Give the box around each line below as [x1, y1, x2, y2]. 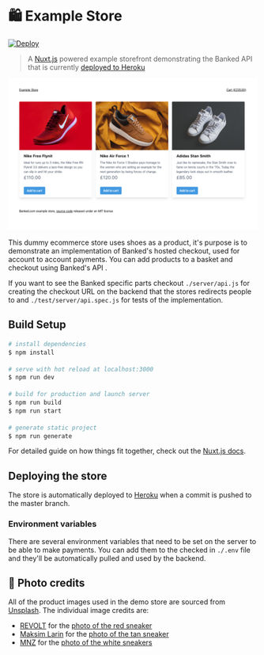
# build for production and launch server [8, 390, 150, 398]
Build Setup [8, 318, 66, 332]
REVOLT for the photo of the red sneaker [19, 621, 153, 630]
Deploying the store [8, 469, 107, 482]
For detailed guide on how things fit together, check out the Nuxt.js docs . [8, 446, 247, 456]
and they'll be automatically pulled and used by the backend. [8, 553, 206, 563]
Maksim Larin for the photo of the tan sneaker [19, 630, 169, 639]
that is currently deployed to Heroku [27, 62, 145, 72]
